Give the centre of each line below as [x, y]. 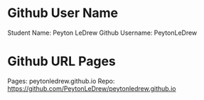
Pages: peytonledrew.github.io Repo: [61, 81]
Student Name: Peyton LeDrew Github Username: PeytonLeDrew [102, 33]
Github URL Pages [61, 61]
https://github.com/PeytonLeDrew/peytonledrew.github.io [92, 88]
